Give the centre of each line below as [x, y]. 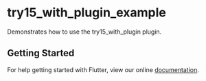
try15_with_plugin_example [87, 13]
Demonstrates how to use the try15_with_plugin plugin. [84, 32]
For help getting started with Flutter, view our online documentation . [103, 69]
